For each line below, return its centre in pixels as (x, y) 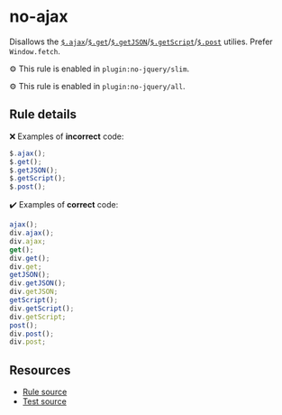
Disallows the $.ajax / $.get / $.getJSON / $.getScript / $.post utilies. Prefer (141, 41)
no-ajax (39, 17)
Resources (40, 370)
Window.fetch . (35, 51)
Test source (45, 401)
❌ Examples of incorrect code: (67, 136)
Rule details (43, 115)
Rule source (45, 392)
